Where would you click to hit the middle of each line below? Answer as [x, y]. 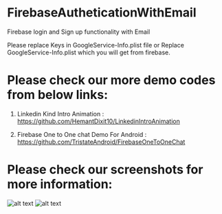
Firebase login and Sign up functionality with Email [79, 32]
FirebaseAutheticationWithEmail [102, 13]
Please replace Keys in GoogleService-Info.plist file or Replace [96, 45]
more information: [60, 184]
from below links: [58, 95]
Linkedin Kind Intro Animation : [60, 114]
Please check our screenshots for [105, 170]
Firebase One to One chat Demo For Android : [82, 134]
